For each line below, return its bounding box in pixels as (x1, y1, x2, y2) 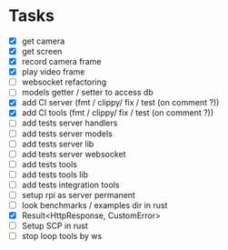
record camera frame (21, 56, 102, 67)
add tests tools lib (21, 169, 88, 180)
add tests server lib (21, 138, 94, 149)
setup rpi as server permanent (21, 189, 135, 200)
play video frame (21, 66, 85, 77)
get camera (21, 35, 65, 46)
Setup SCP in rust (21, 220, 88, 232)
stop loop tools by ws (21, 231, 103, 242)
